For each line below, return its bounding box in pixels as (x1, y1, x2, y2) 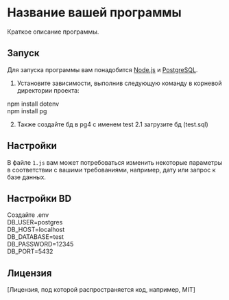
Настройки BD (7, 192, 72, 204)
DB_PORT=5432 (7, 247, 53, 255)
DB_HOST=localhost (7, 225, 65, 234)
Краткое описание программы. (7, 27, 99, 36)
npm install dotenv (7, 100, 60, 108)
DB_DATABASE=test (7, 233, 64, 241)
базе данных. (7, 173, 47, 181)
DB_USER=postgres (7, 218, 63, 227)
